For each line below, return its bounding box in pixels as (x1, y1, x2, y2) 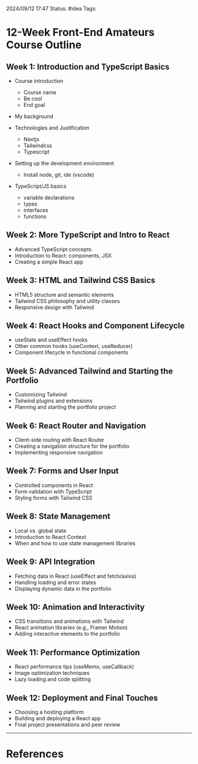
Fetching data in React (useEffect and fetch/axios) (14, 573, 137, 580)
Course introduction (14, 77, 64, 84)
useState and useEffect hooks (14, 336, 88, 343)
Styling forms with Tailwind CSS (14, 494, 93, 501)
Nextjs (23, 136, 39, 142)
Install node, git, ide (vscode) (23, 171, 94, 178)
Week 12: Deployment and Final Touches (6, 693, 158, 703)
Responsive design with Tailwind (14, 304, 94, 311)
